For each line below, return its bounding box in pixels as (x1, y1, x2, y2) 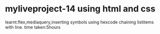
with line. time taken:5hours (5, 24, 61, 30)
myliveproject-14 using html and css (5, 3, 156, 14)
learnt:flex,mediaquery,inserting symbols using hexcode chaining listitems (5, 19, 154, 25)
